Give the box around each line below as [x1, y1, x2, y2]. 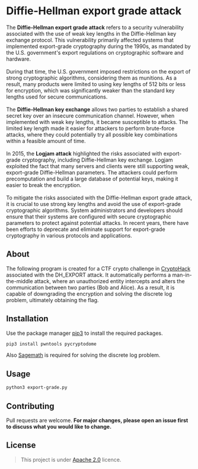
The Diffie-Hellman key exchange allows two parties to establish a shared [6, 106, 189, 113]
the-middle [6, 277, 33, 284]
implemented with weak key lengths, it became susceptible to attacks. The [6, 118, 189, 125]
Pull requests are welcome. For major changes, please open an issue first [6, 417, 189, 424]
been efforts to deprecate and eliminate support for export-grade [6, 226, 165, 233]
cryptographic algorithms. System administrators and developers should [6, 207, 183, 214]
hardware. [6, 55, 31, 62]
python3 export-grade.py [6, 385, 68, 391]
